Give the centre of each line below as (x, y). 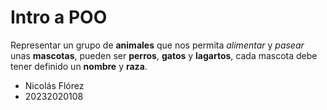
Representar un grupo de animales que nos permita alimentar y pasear (157, 45)
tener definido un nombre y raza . (79, 66)
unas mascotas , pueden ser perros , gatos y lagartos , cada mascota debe (164, 55)
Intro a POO (59, 17)
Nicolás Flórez (54, 85)
